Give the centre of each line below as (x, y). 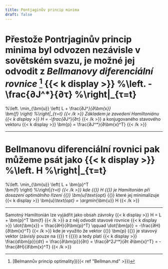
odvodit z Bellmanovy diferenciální (79, 71)
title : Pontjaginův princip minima (42, 10)
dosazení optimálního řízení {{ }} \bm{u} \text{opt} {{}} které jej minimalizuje (82, 195)
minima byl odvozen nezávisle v (73, 50)
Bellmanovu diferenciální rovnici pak (82, 149)
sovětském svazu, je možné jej (70, 60)
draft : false (19, 15)
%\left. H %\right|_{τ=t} (56, 170)
